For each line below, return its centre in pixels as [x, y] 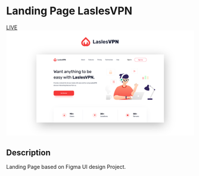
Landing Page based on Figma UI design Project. [66, 167]
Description [28, 153]
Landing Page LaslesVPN [69, 11]
